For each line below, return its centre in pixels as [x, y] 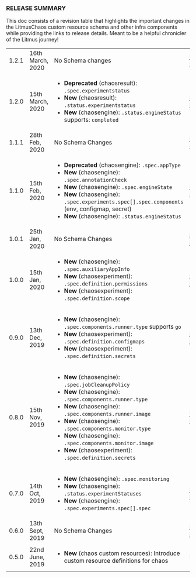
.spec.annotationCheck [95, 180]
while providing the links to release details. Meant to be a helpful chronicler [96, 33]
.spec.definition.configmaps [104, 342]
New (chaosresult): [90, 98]
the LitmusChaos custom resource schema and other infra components [92, 27]
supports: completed [91, 120]
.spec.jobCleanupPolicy [97, 385]
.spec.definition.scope [97, 299]
